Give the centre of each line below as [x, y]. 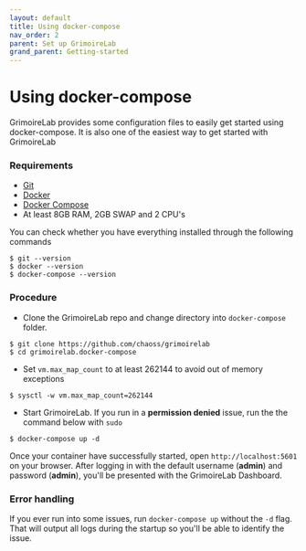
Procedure [33, 298]
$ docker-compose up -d [55, 439]
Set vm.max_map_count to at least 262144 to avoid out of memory [142, 369]
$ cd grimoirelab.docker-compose [73, 352]
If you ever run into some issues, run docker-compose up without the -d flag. [151, 518]
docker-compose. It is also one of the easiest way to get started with [139, 132]
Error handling [42, 499]
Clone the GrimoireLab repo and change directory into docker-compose [154, 317]
